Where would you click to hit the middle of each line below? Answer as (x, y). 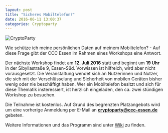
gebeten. (15, 115)
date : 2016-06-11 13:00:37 (33, 19)
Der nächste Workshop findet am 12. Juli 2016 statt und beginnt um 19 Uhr (82, 63)
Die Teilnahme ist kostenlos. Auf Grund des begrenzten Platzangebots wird (83, 105)
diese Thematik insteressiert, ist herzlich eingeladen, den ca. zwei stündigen (84, 90)
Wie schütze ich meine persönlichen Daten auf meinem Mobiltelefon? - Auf (83, 48)
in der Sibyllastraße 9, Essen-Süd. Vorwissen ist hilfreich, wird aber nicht (80, 68)
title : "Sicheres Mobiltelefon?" (40, 15)
